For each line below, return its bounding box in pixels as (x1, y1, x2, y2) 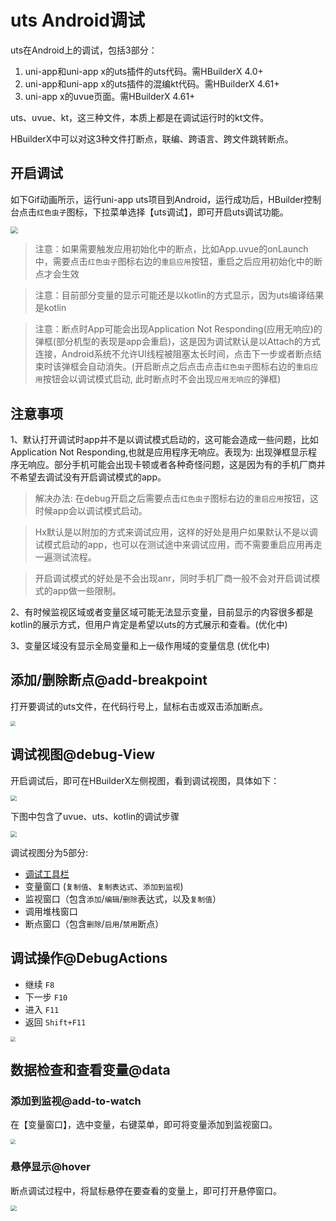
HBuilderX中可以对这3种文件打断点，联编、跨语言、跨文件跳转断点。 (10, 132, 294, 145)
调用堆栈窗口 (24, 905, 78, 917)
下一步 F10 (24, 991, 68, 1003)
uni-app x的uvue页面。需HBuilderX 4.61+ (24, 90, 196, 102)
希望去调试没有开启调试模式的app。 (18, 471, 167, 483)
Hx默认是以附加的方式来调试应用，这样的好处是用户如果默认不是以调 (34, 526, 318, 538)
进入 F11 (24, 1003, 60, 1015)
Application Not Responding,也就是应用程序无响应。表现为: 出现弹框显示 (10, 446, 309, 458)
